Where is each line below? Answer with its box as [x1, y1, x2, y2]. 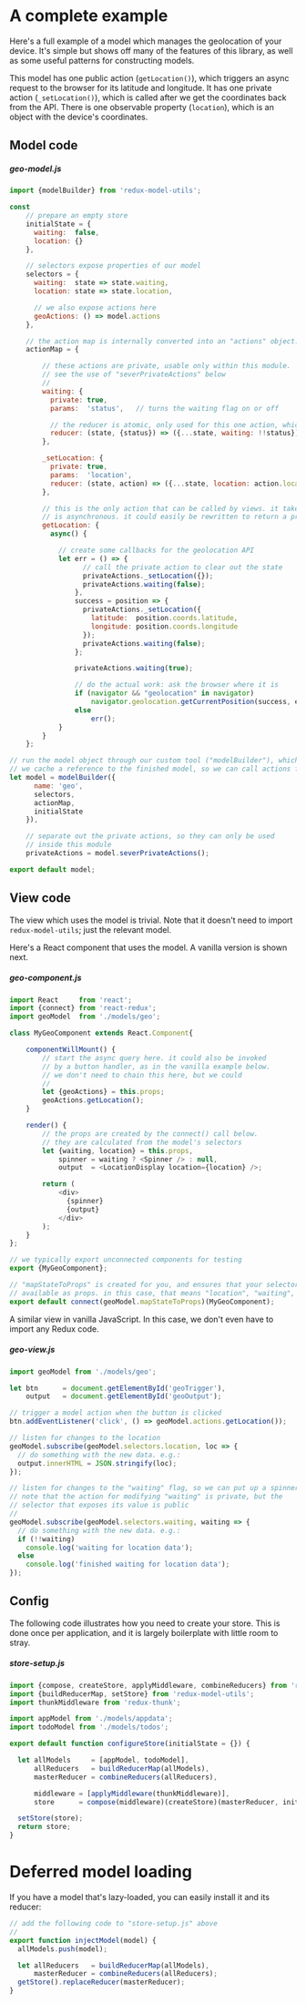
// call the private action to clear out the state [82, 562, 283, 572]
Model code [9, 138, 78, 153]
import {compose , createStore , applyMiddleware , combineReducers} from [9, 1681, 287, 1690]
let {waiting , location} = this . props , [42, 1146, 194, 1155]
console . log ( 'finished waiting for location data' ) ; [25, 1559, 230, 1569]
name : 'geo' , [33, 781, 84, 791]
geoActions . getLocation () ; [42, 1096, 145, 1105]
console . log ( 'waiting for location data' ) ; [25, 1543, 194, 1552]
